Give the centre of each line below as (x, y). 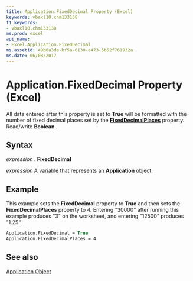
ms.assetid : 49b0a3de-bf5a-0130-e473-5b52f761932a (70, 50)
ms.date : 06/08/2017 (32, 56)
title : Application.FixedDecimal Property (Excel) (70, 12)
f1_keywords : (22, 22)
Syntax (19, 145)
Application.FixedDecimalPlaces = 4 (51, 239)
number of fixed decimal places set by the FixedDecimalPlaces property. (95, 120)
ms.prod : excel (25, 34)
